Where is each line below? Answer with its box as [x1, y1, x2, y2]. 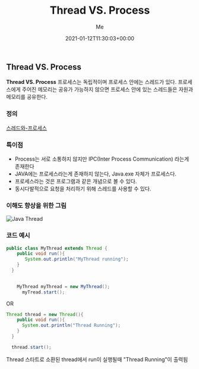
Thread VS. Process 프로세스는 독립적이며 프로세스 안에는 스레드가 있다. [6, 79, 177, 86]
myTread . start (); [21, 289, 65, 295]
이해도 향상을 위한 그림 [6, 201, 67, 209]
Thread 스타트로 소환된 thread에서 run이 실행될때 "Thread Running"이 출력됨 [6, 355, 188, 363]
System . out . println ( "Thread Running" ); [21, 323, 121, 329]
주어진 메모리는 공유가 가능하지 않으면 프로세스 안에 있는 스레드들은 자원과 [21, 86, 194, 93]
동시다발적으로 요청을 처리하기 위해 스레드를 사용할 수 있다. [14, 185, 151, 192]
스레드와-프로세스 [6, 124, 48, 132]
